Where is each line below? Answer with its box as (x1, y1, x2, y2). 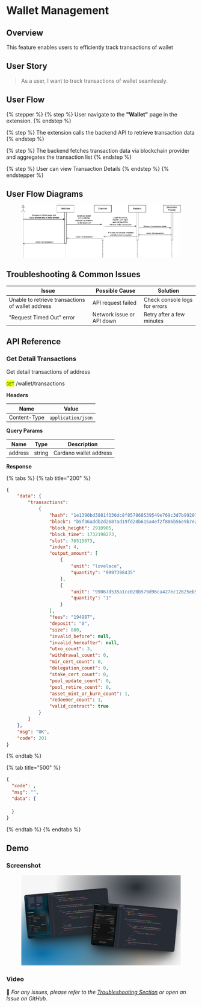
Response (6, 462, 32, 470)
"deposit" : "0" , (49, 620, 90, 627)
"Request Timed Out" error (8, 314, 75, 321)
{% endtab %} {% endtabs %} (6, 825, 81, 833)
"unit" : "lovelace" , (70, 563, 122, 569)
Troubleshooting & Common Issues (6, 269, 141, 280)
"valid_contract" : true (49, 703, 109, 709)
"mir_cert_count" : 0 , (49, 659, 103, 665)
